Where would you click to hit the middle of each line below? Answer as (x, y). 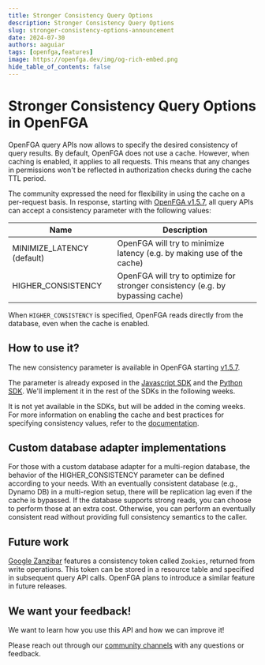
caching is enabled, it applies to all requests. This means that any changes (129, 161)
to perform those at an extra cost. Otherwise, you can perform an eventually (132, 509)
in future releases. (37, 586)
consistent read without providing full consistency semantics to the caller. (128, 517)
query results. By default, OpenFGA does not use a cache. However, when (129, 153)
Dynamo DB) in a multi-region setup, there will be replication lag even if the (130, 492)
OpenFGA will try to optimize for (176, 276)
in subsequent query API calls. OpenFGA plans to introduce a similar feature (132, 578)
